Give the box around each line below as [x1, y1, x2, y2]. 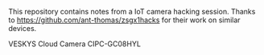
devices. [8, 24, 37, 33]
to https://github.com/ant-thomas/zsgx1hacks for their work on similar [8, 15, 241, 25]
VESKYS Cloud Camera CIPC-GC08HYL [8, 39, 141, 49]
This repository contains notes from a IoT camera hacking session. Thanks [8, 7, 256, 16]
